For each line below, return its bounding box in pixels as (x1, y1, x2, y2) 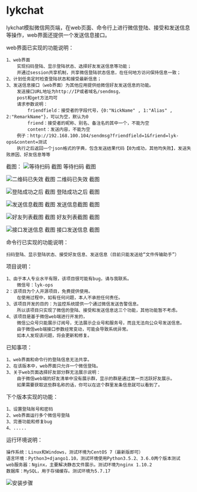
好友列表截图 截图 (56, 213, 100, 220)
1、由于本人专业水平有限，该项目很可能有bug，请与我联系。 (6, 276, 132, 282)
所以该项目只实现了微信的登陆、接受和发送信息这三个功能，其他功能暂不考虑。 (17, 307, 180, 313)
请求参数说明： (17, 101, 48, 107)
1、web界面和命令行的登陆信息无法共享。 (6, 357, 92, 362)
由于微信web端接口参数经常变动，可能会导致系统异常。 (17, 326, 131, 332)
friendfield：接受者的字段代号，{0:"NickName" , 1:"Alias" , (27, 108, 173, 113)
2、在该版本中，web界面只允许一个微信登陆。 (6, 363, 101, 369)
